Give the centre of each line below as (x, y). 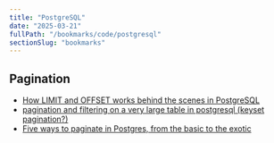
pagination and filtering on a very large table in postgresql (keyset (143, 110)
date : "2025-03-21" (46, 26)
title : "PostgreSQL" (48, 17)
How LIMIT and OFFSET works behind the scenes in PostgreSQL (141, 100)
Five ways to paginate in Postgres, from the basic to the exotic (137, 129)
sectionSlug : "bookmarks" (57, 42)
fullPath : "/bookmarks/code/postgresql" (86, 34)
